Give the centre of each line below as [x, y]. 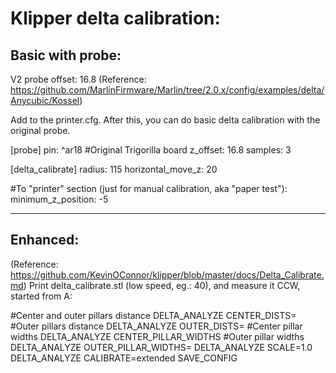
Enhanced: [45, 240]
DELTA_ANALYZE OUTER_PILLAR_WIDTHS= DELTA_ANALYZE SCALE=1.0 [161, 347]
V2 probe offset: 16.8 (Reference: [78, 79]
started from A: [41, 296]
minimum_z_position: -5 [59, 199]
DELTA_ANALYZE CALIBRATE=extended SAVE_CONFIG [124, 358]
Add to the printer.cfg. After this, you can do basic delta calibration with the [165, 120]
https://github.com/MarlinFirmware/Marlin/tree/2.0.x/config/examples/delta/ [167, 90]
